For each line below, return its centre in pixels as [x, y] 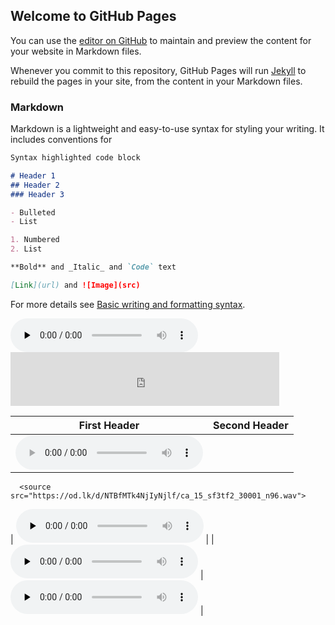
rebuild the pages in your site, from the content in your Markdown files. [156, 81]
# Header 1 [33, 175]
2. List [26, 249]
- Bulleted [33, 212]
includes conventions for [61, 140]
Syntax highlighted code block [75, 158]
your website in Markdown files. [76, 51]
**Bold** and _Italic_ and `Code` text [93, 267]
